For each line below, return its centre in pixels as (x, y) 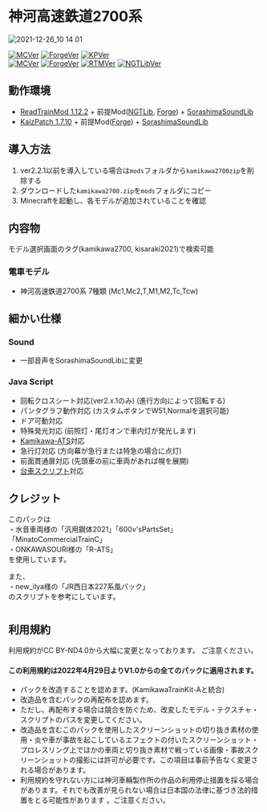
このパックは (29, 519)
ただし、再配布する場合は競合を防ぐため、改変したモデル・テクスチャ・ (139, 710)
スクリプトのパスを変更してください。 (83, 720)
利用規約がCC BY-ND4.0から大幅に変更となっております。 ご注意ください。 (133, 650)
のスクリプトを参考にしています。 (64, 597)
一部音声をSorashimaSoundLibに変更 (81, 361)
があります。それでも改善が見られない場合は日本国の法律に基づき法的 (135, 790)
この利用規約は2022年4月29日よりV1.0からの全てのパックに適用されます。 (133, 670)
